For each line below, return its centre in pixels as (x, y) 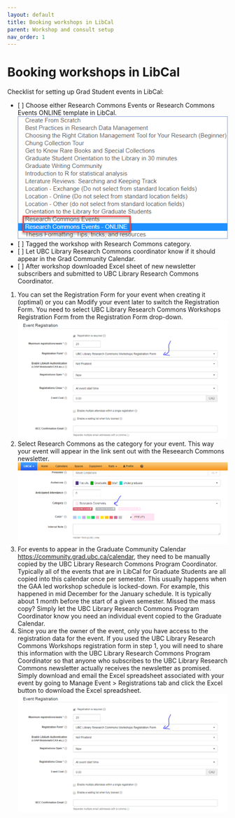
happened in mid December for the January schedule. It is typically (114, 593)
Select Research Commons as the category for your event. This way (116, 444)
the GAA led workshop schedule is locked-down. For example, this (113, 586)
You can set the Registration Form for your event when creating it (111, 295)
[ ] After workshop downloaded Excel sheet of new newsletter (106, 266)
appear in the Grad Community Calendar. (77, 258)
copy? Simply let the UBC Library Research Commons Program (108, 608)
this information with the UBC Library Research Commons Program (114, 653)
